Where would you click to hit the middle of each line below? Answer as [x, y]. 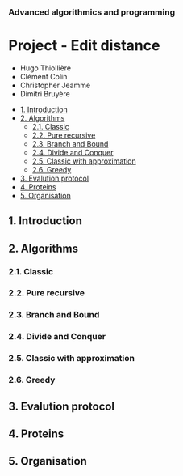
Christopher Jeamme [55, 85]
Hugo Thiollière [46, 68]
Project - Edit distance [84, 46]
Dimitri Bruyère [45, 93]
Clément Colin [44, 76]
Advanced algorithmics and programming [92, 12]
